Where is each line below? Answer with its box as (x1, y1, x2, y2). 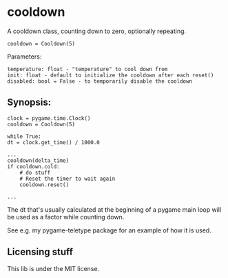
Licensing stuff (7, 246, 74, 258)
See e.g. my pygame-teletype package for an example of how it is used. (7, 226, 211, 235)
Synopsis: (7, 97, 52, 108)
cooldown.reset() (19, 181, 70, 188)
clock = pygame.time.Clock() (7, 115, 91, 121)
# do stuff (19, 169, 51, 176)
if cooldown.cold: (7, 163, 60, 170)
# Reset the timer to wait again (19, 175, 116, 182)
